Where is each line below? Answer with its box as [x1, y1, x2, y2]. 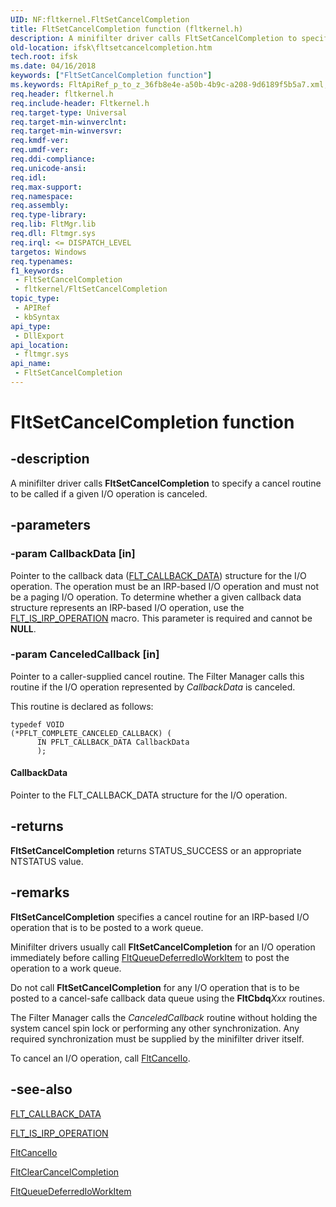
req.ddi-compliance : [10, 154, 97, 164]
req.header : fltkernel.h [10, 89, 114, 99]
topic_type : [10, 294, 60, 304]
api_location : [10, 340, 70, 350]
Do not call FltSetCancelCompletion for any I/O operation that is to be [10, 981, 300, 993]
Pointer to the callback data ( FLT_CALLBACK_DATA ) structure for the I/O [10, 569, 307, 581]
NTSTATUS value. [10, 855, 84, 867]
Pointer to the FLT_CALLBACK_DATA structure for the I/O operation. [10, 789, 288, 801]
